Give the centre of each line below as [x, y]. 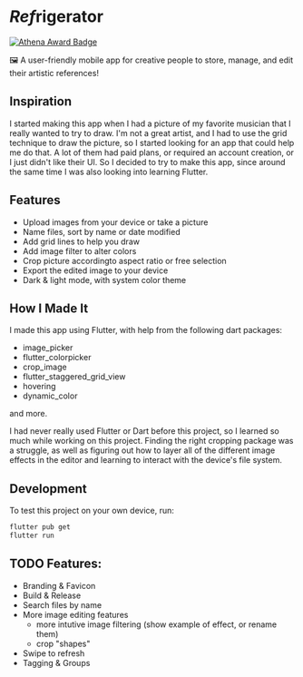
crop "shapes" [63, 643]
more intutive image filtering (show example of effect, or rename [156, 624]
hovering [39, 387]
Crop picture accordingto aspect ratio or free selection [124, 260]
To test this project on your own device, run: [92, 511]
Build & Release [52, 595]
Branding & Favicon [59, 585]
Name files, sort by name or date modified [101, 231]
